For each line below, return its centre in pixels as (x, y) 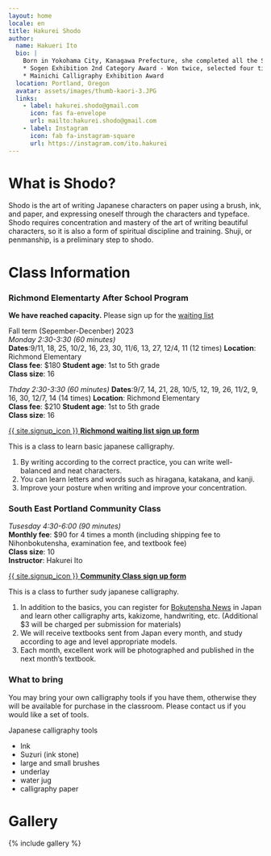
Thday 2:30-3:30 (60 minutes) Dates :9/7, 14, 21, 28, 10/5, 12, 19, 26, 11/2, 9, (133, 389)
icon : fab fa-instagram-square (82, 136)
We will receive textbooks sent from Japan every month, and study (131, 633)
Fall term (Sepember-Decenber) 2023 (71, 331)
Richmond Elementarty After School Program (98, 298)
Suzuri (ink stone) (49, 754)
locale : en (27, 23)
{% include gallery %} (45, 843)
